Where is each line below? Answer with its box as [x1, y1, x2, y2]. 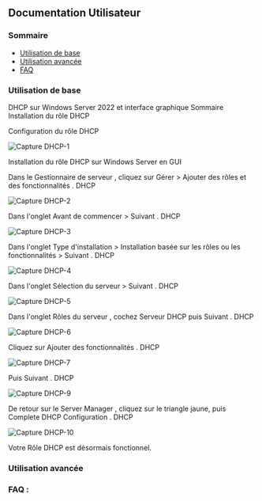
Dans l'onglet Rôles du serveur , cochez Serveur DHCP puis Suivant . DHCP [8, 312, 254, 321]
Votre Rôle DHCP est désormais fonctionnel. [8, 442, 152, 452]
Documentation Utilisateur [8, 6, 141, 20]
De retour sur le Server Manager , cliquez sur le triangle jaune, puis [8, 404, 226, 413]
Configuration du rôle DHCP [8, 126, 99, 135]
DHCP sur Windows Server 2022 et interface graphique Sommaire [8, 102, 224, 112]
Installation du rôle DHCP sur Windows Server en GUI [8, 157, 182, 166]
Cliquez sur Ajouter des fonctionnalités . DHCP [8, 342, 160, 351]
